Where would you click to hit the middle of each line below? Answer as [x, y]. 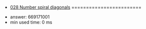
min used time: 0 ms [31, 22]
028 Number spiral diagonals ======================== [76, 7]
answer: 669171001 [30, 17]
